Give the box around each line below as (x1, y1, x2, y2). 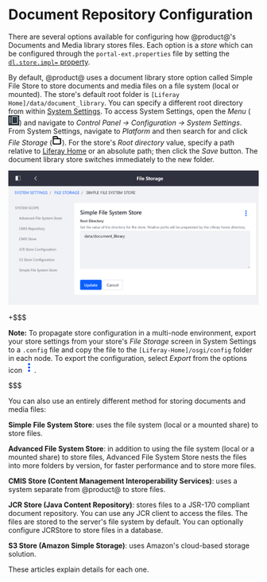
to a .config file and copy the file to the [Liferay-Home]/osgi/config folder (8, 344, 253, 355)
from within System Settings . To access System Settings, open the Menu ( (8, 106, 251, 116)
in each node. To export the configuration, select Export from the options (8, 353, 248, 363)
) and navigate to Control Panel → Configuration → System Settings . (19, 118, 242, 127)
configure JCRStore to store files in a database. (8, 525, 164, 534)
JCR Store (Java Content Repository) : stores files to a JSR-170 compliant (8, 499, 250, 510)
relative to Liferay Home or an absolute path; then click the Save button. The (8, 145, 258, 156)
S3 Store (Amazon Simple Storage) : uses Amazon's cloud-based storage (8, 541, 250, 550)
